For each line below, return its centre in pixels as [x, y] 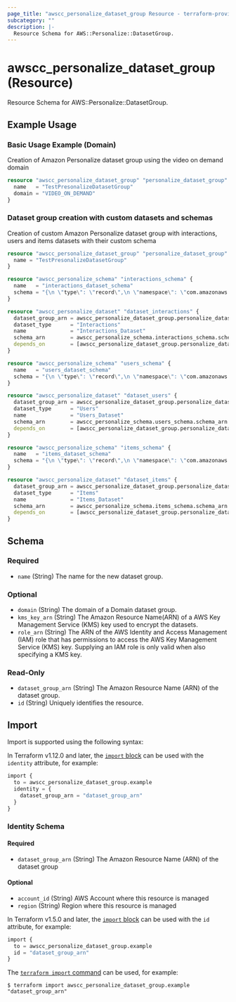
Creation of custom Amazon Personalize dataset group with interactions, [112, 233]
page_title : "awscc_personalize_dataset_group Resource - [94, 14]
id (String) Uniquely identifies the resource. [80, 703]
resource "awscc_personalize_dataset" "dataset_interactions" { [103, 311]
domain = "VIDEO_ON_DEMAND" [55, 193]
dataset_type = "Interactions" [67, 325]
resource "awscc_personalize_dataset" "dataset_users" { [92, 396]
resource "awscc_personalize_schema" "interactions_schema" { [100, 279]
